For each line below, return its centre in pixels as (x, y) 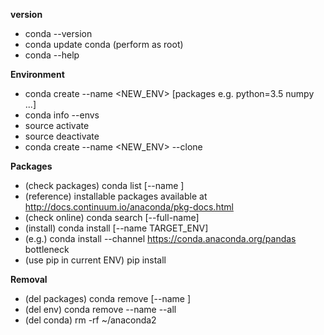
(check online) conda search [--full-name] (112, 217)
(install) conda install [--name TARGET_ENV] (116, 228)
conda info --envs (62, 115)
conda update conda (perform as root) (104, 44)
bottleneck (47, 249)
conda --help (52, 55)
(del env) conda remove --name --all (100, 309)
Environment (37, 74)
